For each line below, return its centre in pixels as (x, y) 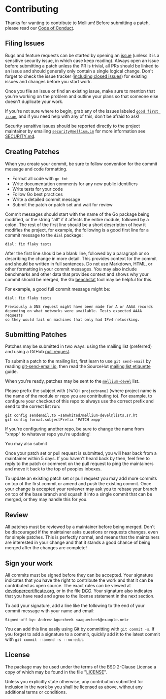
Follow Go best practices (37, 194)
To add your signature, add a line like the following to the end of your (75, 605)
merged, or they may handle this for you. (46, 499)
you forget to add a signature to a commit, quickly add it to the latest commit (83, 634)
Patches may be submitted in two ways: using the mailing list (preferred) (79, 346)
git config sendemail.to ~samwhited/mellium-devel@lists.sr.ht (71, 416)
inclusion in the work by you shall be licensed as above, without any (74, 687)
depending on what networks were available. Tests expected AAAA (73, 311)
